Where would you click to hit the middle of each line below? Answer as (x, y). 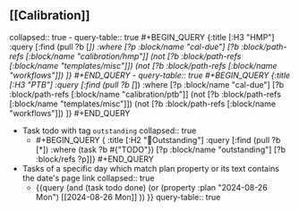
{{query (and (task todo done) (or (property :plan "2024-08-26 (152, 187)
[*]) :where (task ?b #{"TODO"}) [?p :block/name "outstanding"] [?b (161, 149)
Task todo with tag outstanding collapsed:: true (109, 131)
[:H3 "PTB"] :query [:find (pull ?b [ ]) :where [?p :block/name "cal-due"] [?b (147, 84)
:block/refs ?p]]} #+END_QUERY (94, 159)
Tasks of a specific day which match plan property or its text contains (151, 168)
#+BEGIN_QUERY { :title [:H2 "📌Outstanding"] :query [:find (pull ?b (158, 139)
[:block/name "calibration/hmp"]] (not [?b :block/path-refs (133, 56)
